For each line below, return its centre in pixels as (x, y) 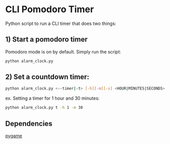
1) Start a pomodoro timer (47, 39)
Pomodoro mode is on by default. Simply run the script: (63, 51)
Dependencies (29, 123)
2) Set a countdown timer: (47, 77)
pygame (14, 136)
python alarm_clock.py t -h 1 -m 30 (44, 108)
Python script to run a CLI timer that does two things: (61, 23)
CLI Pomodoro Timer (50, 9)
